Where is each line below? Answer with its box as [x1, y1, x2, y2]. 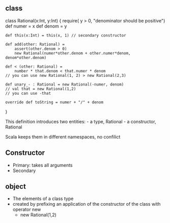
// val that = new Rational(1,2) [5, 86, 76, 91]
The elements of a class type [12, 196, 74, 202]
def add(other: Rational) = [5, 42, 65, 47]
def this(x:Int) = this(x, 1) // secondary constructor [5, 33, 126, 38]
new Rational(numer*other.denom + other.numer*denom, [14, 50, 131, 55]
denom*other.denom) [5, 55, 47, 60]
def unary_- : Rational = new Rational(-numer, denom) [5, 81, 124, 87]
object [5, 182, 26, 191]
